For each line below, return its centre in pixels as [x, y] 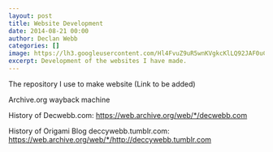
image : [19, 53]
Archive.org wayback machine [59, 99]
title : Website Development [56, 23]
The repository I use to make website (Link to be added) [102, 84]
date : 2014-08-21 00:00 [49, 31]
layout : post [30, 16]
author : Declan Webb [43, 38]
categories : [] [34, 46]
